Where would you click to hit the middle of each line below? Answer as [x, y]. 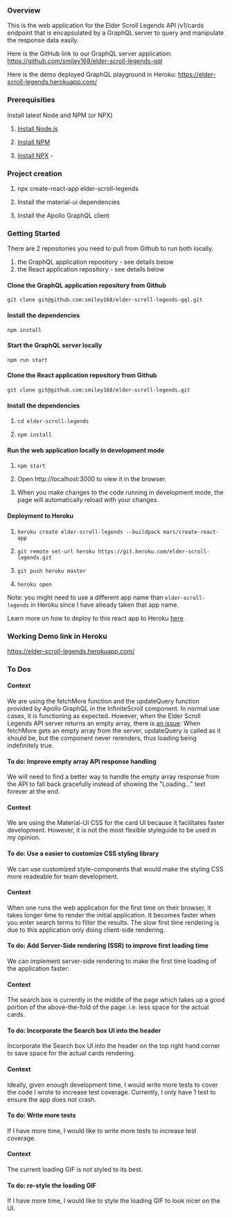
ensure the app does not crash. [52, 1099]
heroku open [34, 584]
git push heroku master [52, 571]
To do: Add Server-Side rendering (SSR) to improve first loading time [108, 946]
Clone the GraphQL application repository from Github [87, 285]
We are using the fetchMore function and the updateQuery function [103, 701]
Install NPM [34, 142]
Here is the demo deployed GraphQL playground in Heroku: [92, 74]
